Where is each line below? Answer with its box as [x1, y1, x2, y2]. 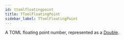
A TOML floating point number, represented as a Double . [5, 30, 120, 36]
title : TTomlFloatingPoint [5, 12, 60, 17]
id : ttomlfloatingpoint [5, 7, 54, 12]
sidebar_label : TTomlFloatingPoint [5, 16, 78, 21]
